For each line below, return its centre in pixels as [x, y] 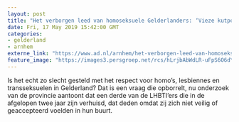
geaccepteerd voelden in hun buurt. [60, 110]
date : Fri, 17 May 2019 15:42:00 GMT [63, 27]
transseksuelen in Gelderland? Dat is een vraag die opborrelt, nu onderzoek [118, 88]
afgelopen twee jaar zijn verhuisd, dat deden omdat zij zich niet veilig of [113, 103]
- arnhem [20, 47]
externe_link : [28, 54]
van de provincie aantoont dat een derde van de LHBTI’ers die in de [106, 95]
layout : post [27, 14]
